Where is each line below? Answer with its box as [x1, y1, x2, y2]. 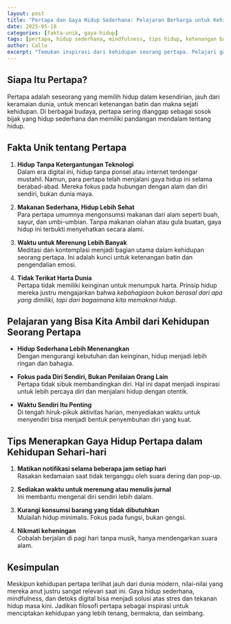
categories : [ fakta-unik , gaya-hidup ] [7, 29, 118, 37]
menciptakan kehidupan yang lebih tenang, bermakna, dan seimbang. [7, 609, 205, 617]
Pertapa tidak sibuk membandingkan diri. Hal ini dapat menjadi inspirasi [16, 380, 220, 389]
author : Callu [7, 42, 48, 49]
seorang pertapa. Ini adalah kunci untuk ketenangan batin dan [16, 253, 193, 261]
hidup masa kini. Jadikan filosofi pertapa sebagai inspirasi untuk [7, 601, 189, 610]
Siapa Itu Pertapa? [7, 74, 88, 86]
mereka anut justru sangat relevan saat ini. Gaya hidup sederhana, [7, 587, 195, 595]
